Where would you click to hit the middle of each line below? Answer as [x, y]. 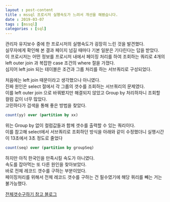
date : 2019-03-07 [25, 19]
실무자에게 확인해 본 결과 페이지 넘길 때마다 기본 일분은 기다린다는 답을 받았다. [82, 50]
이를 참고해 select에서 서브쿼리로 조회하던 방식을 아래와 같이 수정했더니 [76, 132]
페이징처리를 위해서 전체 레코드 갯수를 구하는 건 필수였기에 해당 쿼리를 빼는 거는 [84, 177]
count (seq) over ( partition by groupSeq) [50, 148]
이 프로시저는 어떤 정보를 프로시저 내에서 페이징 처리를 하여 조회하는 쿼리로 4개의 [85, 57]
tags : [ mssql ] [21, 24]
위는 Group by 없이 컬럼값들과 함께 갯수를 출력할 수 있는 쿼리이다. [70, 125]
